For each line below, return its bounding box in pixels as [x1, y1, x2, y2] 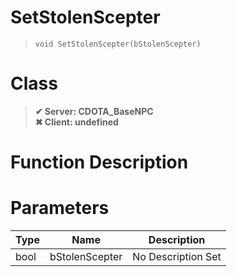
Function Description [10, 151, 189, 174]
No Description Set [132, 250, 222, 263]
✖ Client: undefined [34, 116, 119, 128]
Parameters [10, 197, 110, 220]
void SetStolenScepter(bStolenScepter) [34, 39, 202, 49]
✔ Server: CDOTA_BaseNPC [34, 105, 154, 117]
